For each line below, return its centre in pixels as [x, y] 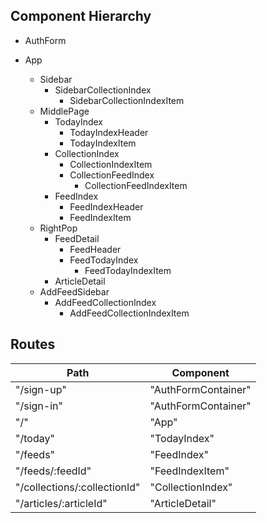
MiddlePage [64, 111]
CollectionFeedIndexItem [136, 185]
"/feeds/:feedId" [53, 471]
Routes [33, 344]
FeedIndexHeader [106, 206]
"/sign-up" [41, 389]
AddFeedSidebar [74, 291]
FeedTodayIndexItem [128, 270]
